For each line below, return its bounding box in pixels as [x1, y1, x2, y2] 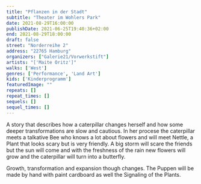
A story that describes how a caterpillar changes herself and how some [6, 121, 184, 128]
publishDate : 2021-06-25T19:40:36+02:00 [6, 25, 110, 32]
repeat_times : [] [6, 93, 50, 99]
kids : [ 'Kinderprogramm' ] [6, 76, 71, 82]
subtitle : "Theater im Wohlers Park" [6, 14, 101, 21]
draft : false [6, 37, 39, 43]
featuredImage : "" [6, 82, 52, 88]
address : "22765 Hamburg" [6, 48, 71, 54]
